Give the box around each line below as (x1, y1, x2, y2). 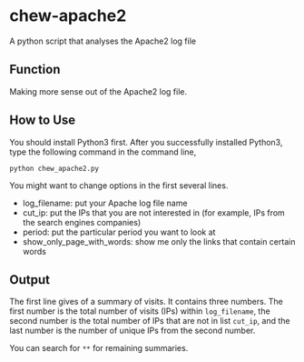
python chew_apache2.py (9, 164, 100, 173)
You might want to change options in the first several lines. (9, 179, 229, 191)
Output (9, 272, 50, 287)
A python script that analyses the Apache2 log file (9, 35, 197, 46)
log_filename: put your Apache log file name (22, 197, 188, 208)
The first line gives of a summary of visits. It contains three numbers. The (9, 297, 283, 307)
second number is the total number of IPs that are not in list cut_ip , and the (9, 316, 290, 327)
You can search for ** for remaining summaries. (9, 343, 189, 354)
